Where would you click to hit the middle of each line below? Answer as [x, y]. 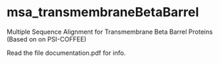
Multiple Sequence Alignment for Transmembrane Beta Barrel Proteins [110, 32]
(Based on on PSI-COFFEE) [47, 39]
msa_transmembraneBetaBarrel [103, 12]
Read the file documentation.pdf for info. [66, 53]
